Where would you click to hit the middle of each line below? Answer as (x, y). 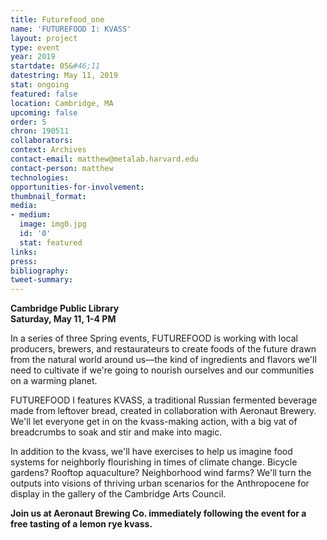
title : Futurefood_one (57, 19)
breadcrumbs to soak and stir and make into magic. (116, 432)
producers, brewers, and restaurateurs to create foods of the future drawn (163, 349)
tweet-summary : (42, 280)
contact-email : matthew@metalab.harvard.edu (104, 159)
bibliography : (40, 271)
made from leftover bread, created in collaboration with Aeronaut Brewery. (163, 411)
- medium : (31, 215)
